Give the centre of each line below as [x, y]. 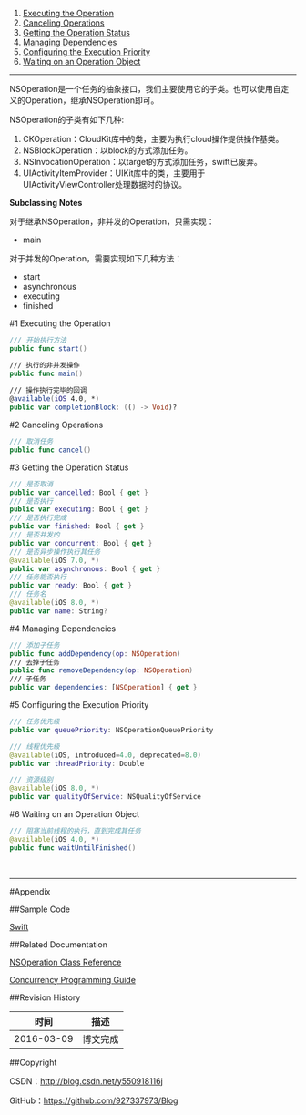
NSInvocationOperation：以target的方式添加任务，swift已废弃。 [142, 162]
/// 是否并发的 [35, 535]
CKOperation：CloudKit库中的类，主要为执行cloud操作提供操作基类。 [153, 139]
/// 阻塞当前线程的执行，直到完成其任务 [75, 831]
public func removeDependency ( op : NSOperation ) [102, 670]
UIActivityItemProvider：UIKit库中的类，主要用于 [114, 173]
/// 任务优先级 [35, 721]
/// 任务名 [28, 594]
